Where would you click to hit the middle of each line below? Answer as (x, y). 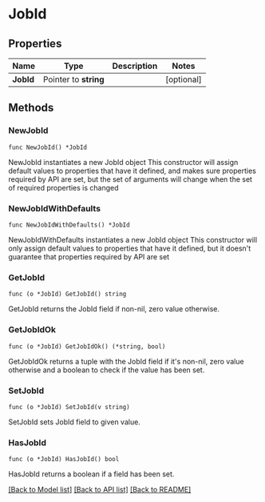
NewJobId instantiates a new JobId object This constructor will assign (123, 162)
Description (135, 66)
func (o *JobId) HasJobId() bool (64, 460)
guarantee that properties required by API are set (89, 256)
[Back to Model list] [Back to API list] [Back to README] (100, 490)
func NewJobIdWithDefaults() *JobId (69, 225)
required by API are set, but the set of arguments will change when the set (131, 179)
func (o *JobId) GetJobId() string (67, 294)
